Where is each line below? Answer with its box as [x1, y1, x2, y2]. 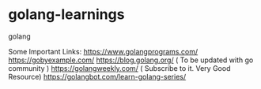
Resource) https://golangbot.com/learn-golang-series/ [8, 72, 187, 81]
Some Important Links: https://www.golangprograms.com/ [8, 46, 199, 56]
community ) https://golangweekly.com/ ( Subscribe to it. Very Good [8, 63, 231, 72]
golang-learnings [8, 6, 125, 24]
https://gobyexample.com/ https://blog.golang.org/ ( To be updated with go [8, 55, 254, 65]
